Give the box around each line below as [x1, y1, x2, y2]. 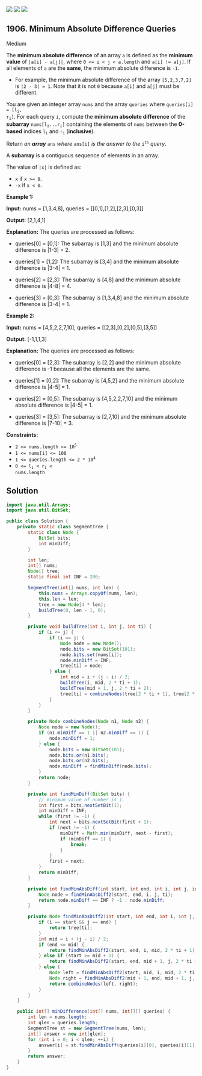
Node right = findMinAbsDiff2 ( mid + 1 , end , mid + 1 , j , [49, 975, 195, 981]
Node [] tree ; [28, 568, 61, 575]
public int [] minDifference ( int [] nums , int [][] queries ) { [17, 1009, 171, 1015]
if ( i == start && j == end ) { [38, 919, 117, 925]
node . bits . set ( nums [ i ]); [60, 651, 122, 658]
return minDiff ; [38, 869, 79, 875]
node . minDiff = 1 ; [49, 735, 96, 741]
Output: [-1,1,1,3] [6, 336, 47, 343]
